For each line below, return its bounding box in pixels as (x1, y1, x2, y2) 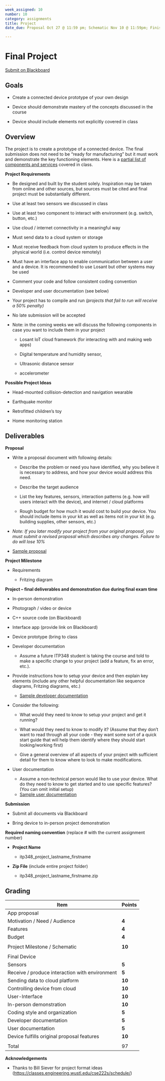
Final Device (7, 953, 36, 960)
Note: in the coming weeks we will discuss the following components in (12, 322, 157, 327)
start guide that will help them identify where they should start (19, 737, 145, 743)
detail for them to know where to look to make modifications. (19, 757, 142, 762)
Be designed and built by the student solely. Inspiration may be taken (12, 180, 152, 187)
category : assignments (5, 16, 52, 21)
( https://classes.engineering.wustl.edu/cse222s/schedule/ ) (12, 1070, 133, 1076)
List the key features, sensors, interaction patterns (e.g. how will (19, 493, 150, 499)
